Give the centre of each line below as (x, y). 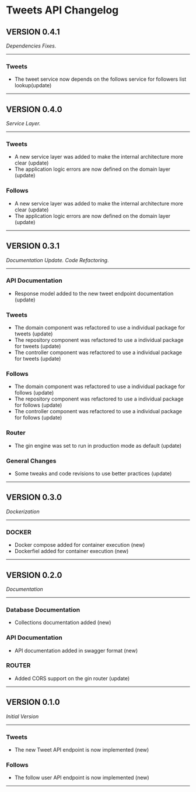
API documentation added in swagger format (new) (76, 650)
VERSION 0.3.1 (33, 246)
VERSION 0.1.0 (33, 702)
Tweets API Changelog (62, 10)
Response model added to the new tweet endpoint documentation (94, 293)
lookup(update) (33, 85)
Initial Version (22, 716)
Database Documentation (43, 609)
